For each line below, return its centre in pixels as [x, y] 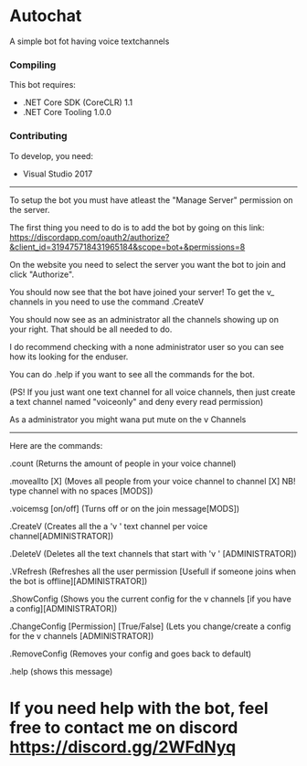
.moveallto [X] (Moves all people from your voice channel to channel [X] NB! [153, 481]
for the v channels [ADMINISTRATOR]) [82, 635]
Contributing [38, 136]
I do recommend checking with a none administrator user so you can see [147, 346]
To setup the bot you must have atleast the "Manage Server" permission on [152, 200]
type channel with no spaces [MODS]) [81, 491]
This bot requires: [42, 85]
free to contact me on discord [124, 727]
